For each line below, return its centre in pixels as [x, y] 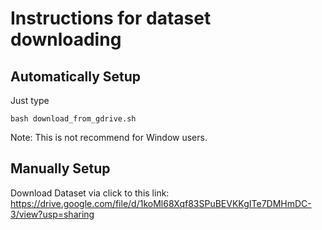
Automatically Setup [76, 76]
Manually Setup [60, 168]
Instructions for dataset [111, 18]
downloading [66, 39]
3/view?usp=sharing [52, 214]
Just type [30, 100]
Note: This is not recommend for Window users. [109, 137]
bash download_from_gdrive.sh [73, 119]
